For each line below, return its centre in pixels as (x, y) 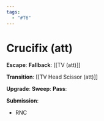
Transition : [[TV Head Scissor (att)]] (52, 77)
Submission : (23, 101)
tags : (13, 12)
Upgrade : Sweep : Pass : (37, 89)
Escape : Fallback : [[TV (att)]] (43, 65)
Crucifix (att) (40, 48)
